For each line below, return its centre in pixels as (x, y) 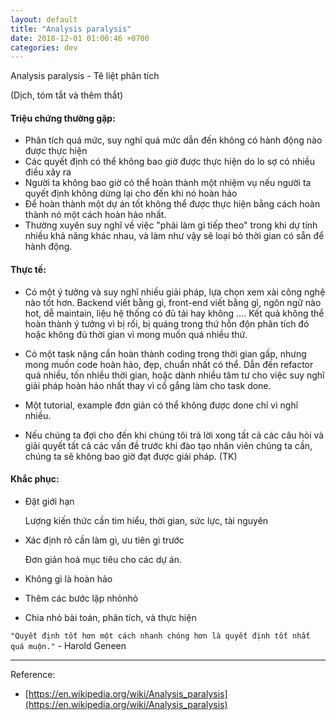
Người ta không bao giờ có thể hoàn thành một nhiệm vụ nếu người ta (168, 183)
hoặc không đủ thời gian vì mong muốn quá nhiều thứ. (136, 334)
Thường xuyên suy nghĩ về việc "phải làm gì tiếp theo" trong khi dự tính (171, 225)
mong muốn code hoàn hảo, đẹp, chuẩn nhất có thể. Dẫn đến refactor (169, 364)
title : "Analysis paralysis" (71, 29)
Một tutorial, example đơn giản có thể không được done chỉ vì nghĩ (161, 405)
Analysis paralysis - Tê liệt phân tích (85, 76)
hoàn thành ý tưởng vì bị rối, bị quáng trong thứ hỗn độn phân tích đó (167, 323)
